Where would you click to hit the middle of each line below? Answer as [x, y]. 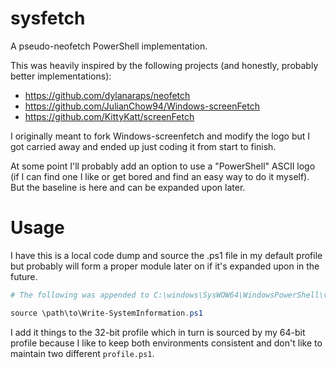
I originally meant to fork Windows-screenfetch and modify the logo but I [160, 136]
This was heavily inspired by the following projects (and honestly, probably [164, 65]
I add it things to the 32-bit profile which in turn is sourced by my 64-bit [158, 332]
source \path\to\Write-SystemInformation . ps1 [106, 313]
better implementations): [61, 76]
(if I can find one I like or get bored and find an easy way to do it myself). [160, 176]
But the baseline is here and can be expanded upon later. [128, 187]
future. [24, 276]
